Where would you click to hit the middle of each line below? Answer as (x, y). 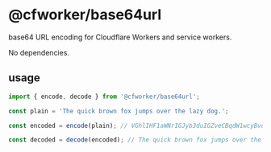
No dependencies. (39, 52)
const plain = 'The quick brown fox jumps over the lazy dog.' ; (119, 111)
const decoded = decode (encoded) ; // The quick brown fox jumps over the (135, 140)
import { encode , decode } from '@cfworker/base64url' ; (104, 97)
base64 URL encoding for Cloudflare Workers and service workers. (120, 37)
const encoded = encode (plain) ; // (68, 125)
